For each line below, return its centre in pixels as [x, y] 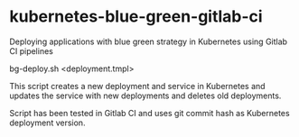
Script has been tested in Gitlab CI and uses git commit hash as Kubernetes [150, 113]
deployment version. [47, 123]
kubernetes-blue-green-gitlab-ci [136, 17]
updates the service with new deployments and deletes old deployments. [145, 96]
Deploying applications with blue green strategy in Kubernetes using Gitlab [148, 41]
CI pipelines [32, 50]
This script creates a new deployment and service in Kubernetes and [137, 86]
